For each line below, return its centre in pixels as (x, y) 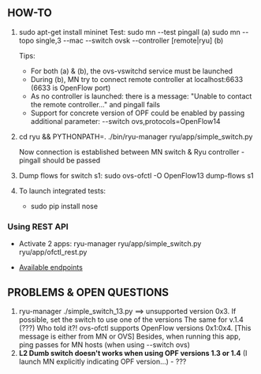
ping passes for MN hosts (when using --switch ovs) (104, 344)
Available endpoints (51, 267)
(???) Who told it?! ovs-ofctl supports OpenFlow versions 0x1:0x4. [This (135, 327)
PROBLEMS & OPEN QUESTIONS (88, 292)
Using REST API (38, 226)
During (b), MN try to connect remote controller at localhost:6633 (137, 79)
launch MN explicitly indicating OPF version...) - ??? (103, 361)
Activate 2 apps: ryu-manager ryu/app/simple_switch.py (110, 244)
